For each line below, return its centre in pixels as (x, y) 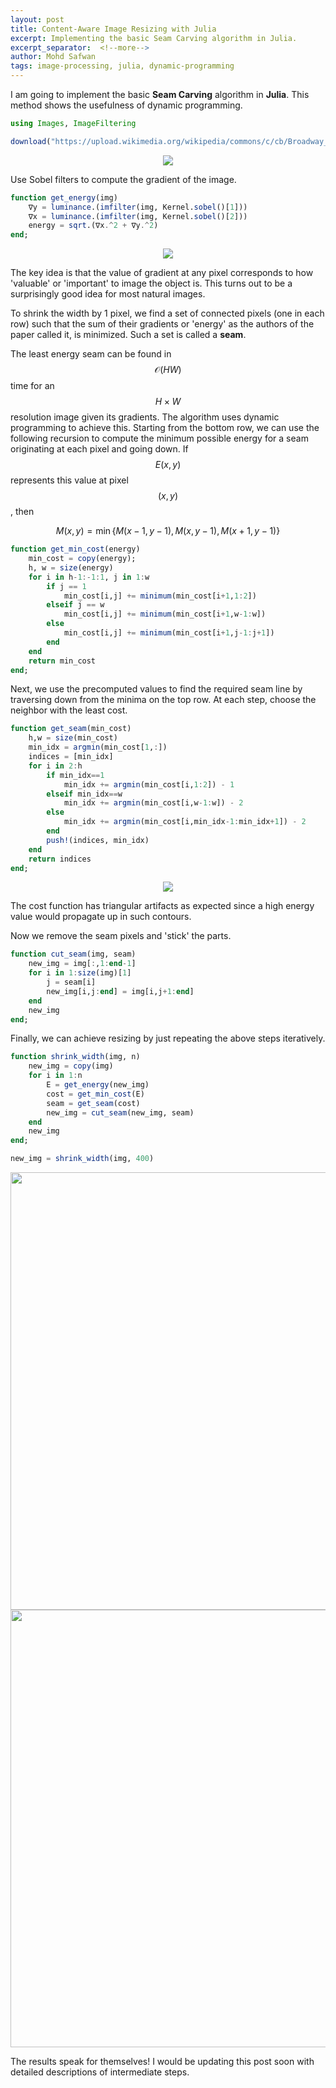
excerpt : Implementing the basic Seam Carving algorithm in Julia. (154, 38)
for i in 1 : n (55, 1076)
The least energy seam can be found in (91, 354)
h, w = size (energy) (71, 567)
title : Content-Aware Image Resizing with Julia (113, 29)
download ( (31, 141)
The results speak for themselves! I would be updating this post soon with (162, 2061)
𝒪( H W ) (168, 370)
